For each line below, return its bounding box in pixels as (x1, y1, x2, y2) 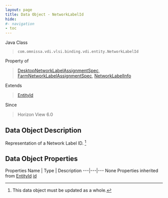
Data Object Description (5, 126, 81, 135)
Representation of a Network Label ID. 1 (5, 139, 86, 146)
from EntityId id (5, 173, 37, 179)
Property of (5, 58, 29, 64)
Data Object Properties (5, 154, 78, 163)
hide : (5, 16, 16, 21)
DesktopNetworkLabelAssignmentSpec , (17, 68, 100, 74)
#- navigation (5, 21, 35, 26)
